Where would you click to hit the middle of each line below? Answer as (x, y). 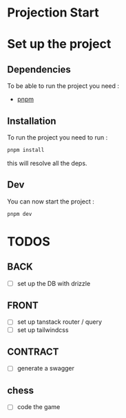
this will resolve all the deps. (47, 163)
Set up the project (59, 44)
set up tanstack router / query (59, 322)
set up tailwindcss (43, 330)
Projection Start (53, 13)
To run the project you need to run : (57, 137)
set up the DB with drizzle (54, 283)
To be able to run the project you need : (63, 86)
